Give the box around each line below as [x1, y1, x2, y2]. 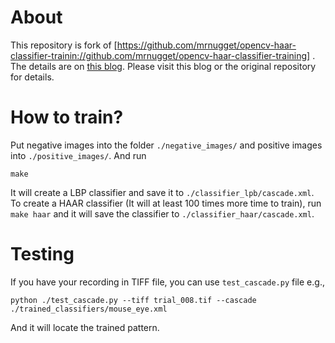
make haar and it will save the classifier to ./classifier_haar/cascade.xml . [10, 207, 315, 220]
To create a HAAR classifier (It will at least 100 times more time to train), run [10, 197, 322, 209]
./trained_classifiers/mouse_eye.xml [10, 304, 168, 314]
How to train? [10, 106, 124, 129]
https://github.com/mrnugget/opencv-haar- [116, 39, 297, 51]
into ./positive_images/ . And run [10, 149, 147, 161]
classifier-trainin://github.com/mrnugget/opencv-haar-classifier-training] [10, 49, 311, 61]
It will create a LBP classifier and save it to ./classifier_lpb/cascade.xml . [10, 186, 315, 198]
